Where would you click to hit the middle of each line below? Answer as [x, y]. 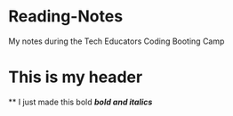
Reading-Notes [66, 17]
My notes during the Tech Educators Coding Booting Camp [116, 41]
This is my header [76, 77]
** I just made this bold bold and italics [80, 102]
